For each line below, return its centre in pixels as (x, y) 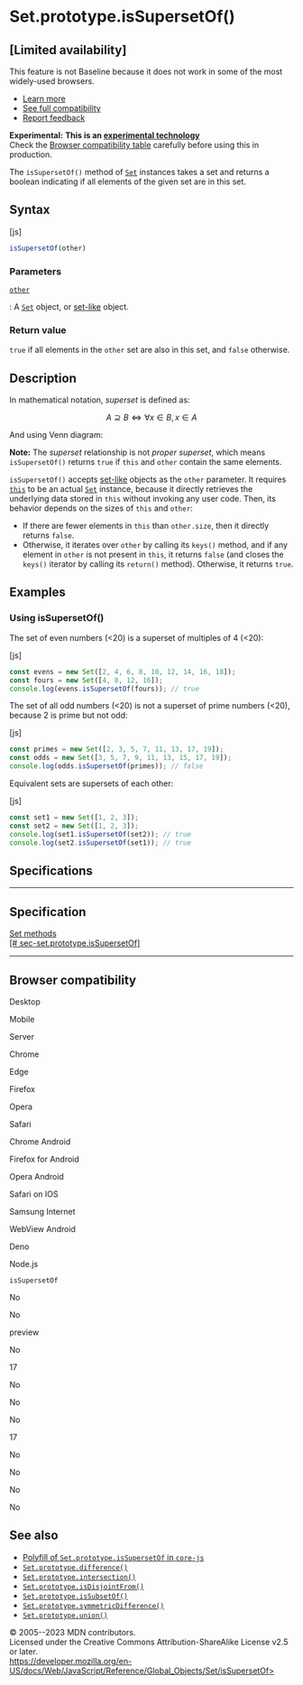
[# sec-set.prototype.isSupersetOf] (75, 943)
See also (34, 1536)
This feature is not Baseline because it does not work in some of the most (146, 71)
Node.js (24, 1264)
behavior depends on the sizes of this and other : (101, 508)
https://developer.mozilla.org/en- (71, 1661)
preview (24, 1332)
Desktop (25, 1001)
